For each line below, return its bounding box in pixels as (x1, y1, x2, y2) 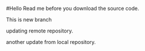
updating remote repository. (6, 27, 74, 34)
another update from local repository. (6, 39, 96, 45)
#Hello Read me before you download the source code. (6, 5, 139, 12)
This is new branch (6, 16, 52, 23)
